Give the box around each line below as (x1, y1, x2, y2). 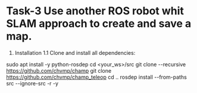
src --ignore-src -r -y (6, 79, 58, 87)
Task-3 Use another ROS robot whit (6, 4, 185, 18)
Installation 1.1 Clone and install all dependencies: (14, 49, 136, 56)
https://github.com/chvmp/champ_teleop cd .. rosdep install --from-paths (6, 73, 187, 80)
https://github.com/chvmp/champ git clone (6, 67, 112, 74)
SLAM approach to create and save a (6, 17, 192, 30)
